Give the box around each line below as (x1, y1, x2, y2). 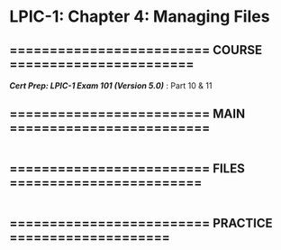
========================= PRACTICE (9, 216, 273, 231)
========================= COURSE (9, 42, 263, 58)
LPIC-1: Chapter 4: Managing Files (9, 6, 270, 27)
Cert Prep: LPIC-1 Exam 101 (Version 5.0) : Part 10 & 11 (9, 80, 213, 91)
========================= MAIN (9, 106, 246, 122)
